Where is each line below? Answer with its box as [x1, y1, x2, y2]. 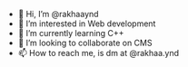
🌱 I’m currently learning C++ [17, 28, 124, 38]
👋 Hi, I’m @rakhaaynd [17, 9, 99, 19]
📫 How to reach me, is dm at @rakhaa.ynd [17, 48, 180, 58]
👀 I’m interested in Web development [17, 18, 156, 29]
